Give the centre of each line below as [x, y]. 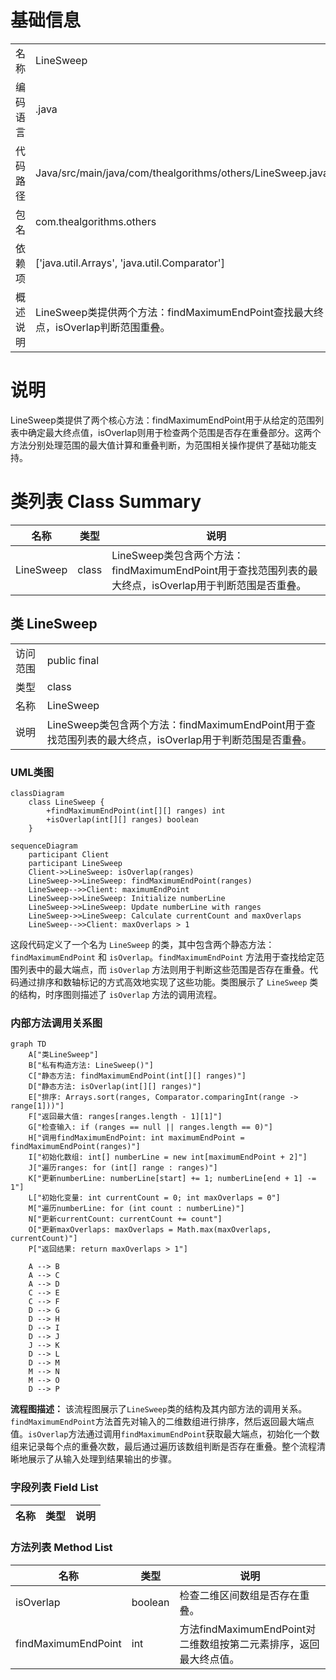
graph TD [28, 1044]
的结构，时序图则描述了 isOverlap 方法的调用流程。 [116, 994]
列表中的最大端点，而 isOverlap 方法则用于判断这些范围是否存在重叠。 [164, 969]
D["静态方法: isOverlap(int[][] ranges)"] [115, 1087]
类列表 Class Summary [106, 502]
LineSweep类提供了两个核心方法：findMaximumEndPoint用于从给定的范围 [163, 420]
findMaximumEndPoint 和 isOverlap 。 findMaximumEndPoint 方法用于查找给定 [163, 957]
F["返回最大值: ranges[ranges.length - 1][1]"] [125, 1117]
